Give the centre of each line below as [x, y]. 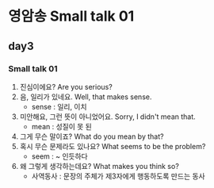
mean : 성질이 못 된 [62, 126]
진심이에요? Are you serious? [66, 86]
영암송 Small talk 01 [71, 16]
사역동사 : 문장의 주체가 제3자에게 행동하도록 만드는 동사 [118, 176]
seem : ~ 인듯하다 [60, 156]
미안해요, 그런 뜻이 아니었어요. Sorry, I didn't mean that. [107, 117]
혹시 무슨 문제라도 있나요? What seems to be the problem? [113, 146]
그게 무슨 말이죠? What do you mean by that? [92, 136]
